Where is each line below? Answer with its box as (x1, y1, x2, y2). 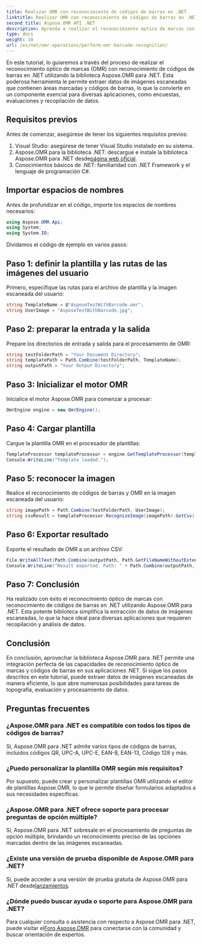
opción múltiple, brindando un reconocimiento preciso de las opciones (6, 833, 182, 840)
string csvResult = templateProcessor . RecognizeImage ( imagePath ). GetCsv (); (6, 513, 200, 519)
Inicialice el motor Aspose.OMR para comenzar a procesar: (6, 395, 152, 403)
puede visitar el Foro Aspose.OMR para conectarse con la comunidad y (6, 925, 182, 931)
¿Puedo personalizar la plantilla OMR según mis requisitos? (6, 764, 183, 772)
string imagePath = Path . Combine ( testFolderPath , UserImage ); (6, 507, 165, 514)
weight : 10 (6, 37, 34, 43)
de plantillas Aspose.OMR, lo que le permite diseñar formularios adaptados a (6, 784, 196, 791)
